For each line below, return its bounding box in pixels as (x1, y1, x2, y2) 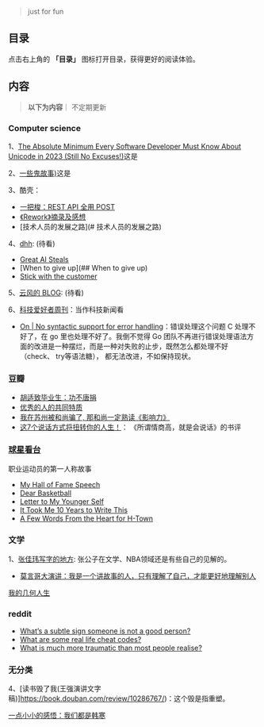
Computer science (8, 122, 82, 133)
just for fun (27, 7, 64, 16)
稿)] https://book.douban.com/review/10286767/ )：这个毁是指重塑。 (8, 694, 230, 703)
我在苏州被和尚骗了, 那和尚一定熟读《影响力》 (19, 413, 170, 422)
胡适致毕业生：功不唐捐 (19, 393, 97, 402)
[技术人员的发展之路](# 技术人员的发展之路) (19, 221, 163, 231)
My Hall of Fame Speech (19, 479, 101, 489)
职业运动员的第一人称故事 (8, 464, 92, 473)
